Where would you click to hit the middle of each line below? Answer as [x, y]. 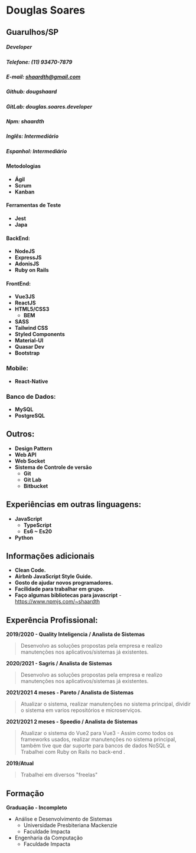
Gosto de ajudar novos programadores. [64, 583]
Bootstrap [27, 353]
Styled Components [40, 334]
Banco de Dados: [31, 396]
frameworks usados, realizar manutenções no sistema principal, [98, 739]
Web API [25, 454]
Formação [25, 793]
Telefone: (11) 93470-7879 [39, 62]
